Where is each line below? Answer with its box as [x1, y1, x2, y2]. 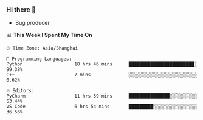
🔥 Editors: [6, 88, 35, 94]
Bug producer [15, 19, 50, 27]
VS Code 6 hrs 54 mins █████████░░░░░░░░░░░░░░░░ [6, 104, 198, 110]
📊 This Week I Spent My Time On [6, 32, 92, 39]
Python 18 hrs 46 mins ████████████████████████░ [6, 61, 198, 67]
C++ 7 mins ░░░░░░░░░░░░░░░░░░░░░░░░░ [6, 72, 198, 78]
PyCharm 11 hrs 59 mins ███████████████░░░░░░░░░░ [6, 93, 198, 99]
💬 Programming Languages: [6, 56, 72, 62]
